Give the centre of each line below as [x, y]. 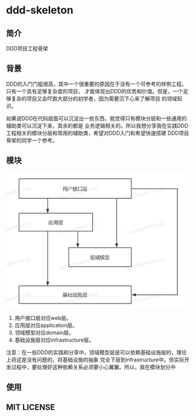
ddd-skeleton [40, 10]
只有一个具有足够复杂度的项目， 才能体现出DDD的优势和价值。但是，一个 [95, 91]
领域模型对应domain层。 [44, 332]
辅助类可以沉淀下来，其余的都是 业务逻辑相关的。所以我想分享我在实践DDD [97, 125]
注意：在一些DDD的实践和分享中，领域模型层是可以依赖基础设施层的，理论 [97, 352]
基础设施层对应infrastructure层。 [54, 340]
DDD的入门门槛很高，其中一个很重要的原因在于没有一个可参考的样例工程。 [97, 84]
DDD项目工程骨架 [27, 48]
